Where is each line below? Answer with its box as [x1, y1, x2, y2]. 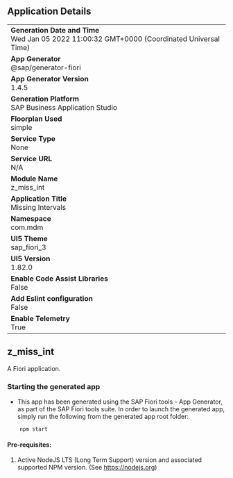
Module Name [10, 174, 58, 183]
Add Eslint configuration [10, 293, 94, 303]
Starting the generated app [7, 381, 101, 391]
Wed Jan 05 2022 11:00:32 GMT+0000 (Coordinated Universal [10, 34, 220, 44]
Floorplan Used [10, 114, 62, 124]
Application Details [7, 6, 92, 17]
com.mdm [10, 222, 44, 232]
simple [10, 122, 33, 132]
